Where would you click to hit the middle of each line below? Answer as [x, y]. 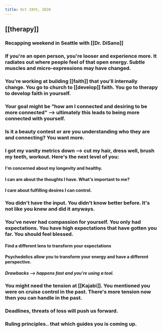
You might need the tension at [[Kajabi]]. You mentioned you [78, 286]
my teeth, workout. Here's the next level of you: [62, 157]
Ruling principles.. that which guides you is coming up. [71, 324]
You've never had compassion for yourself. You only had [73, 222]
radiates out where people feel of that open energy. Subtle [75, 62]
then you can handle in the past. [44, 298]
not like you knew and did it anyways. [50, 209]
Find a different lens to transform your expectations [58, 246]
